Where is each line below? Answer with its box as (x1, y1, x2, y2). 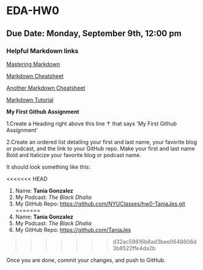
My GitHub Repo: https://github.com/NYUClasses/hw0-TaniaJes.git (15, 200, 185, 207)
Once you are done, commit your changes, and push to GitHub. (6, 256, 166, 264)
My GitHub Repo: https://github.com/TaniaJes (15, 226, 131, 233)
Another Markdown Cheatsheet (6, 84, 86, 91)
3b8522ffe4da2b (113, 244, 156, 252)
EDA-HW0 (6, 4, 59, 18)
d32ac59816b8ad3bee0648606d (113, 237, 197, 245)
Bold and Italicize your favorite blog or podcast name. (6, 151, 142, 158)
